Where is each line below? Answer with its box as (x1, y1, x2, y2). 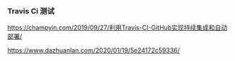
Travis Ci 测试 (7, 6, 55, 15)
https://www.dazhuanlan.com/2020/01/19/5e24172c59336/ (7, 46, 180, 55)
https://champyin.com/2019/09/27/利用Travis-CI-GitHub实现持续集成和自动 (7, 23, 228, 32)
